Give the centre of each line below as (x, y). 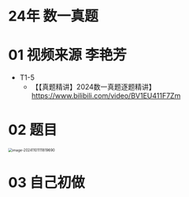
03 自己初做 (46, 183)
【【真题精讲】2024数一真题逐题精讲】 (93, 87)
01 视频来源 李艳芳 (68, 55)
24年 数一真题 (53, 16)
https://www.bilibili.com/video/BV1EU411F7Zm (106, 96)
